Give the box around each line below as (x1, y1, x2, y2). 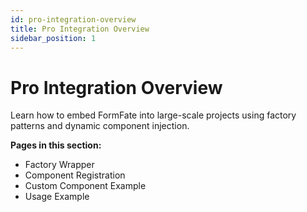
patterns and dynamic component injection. (10, 120, 190, 132)
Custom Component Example (24, 180, 147, 192)
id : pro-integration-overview (10, 14, 137, 25)
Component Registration (24, 169, 126, 181)
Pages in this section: (10, 139, 102, 151)
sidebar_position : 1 (10, 33, 97, 43)
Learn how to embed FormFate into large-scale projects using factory (10, 109, 297, 121)
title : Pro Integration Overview (10, 24, 150, 34)
